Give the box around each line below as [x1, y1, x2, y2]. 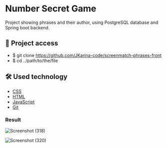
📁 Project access [5, 39, 58, 48]
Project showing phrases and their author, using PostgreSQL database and [5, 19, 159, 25]
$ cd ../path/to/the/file [12, 58, 58, 64]
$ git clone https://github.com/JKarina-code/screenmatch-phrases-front [12, 52, 162, 58]
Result [5, 116, 21, 123]
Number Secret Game [5, 3, 96, 14]
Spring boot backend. [5, 24, 50, 30]
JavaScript [12, 99, 35, 105]
